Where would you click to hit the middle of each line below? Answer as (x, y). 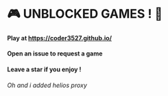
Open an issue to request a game (55, 53)
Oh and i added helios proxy (47, 85)
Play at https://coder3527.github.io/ (59, 38)
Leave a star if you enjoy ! (44, 69)
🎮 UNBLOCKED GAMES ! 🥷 (85, 14)
